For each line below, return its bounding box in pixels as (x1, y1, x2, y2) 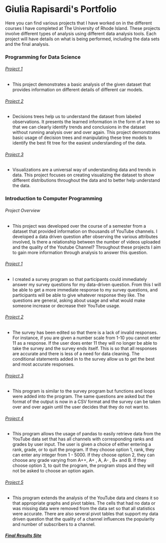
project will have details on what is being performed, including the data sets (5, 36, 160, 42)
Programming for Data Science (5, 53, 81, 60)
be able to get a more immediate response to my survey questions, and (12, 286, 158, 292)
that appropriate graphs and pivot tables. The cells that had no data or (12, 500, 156, 506)
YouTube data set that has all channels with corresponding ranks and (12, 436, 154, 442)
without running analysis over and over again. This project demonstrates (12, 130, 161, 136)
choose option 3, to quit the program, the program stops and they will (12, 462, 155, 469)
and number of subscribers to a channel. (12, 521, 96, 527)
